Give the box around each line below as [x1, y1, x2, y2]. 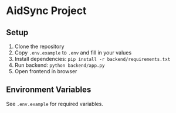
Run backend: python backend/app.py [14, 61, 105, 69]
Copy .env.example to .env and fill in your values [14, 49, 132, 56]
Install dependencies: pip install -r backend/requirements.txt [14, 56, 171, 62]
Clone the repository [14, 43, 65, 50]
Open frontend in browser [14, 68, 77, 74]
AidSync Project [6, 4, 87, 18]
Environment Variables [6, 85, 92, 95]
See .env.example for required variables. [6, 100, 104, 107]
